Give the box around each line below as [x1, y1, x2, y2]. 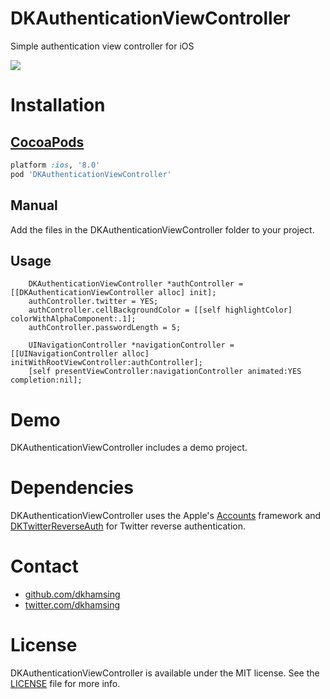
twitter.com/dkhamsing [24, 599, 121, 611]
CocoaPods [10, 133, 85, 151]
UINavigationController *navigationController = [28, 340, 235, 351]
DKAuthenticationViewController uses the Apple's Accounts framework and [10, 510, 322, 522]
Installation [10, 94, 106, 117]
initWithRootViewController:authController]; [10, 358, 203, 368]
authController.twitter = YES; [28, 297, 159, 307]
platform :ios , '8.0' [10, 160, 101, 170]
